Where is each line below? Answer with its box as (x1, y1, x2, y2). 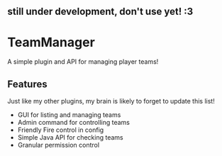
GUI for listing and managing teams (17, 111, 121, 119)
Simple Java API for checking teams (17, 133, 123, 142)
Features (7, 78, 48, 90)
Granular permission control (17, 141, 100, 150)
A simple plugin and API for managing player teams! (7, 57, 159, 66)
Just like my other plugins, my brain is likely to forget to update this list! (7, 97, 215, 106)
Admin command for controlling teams (17, 118, 130, 127)
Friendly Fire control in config (17, 126, 104, 134)
